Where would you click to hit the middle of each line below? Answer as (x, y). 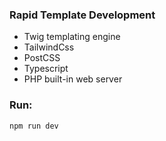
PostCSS (42, 58)
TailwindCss (49, 47)
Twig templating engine (72, 37)
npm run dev (34, 126)
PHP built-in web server (73, 79)
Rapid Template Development (82, 15)
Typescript (46, 69)
